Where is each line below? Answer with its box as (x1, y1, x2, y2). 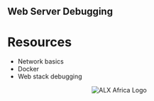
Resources (7, 34, 72, 50)
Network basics (17, 57, 64, 66)
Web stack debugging (17, 72, 83, 81)
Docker (17, 65, 40, 73)
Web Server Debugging (7, 6, 114, 18)
